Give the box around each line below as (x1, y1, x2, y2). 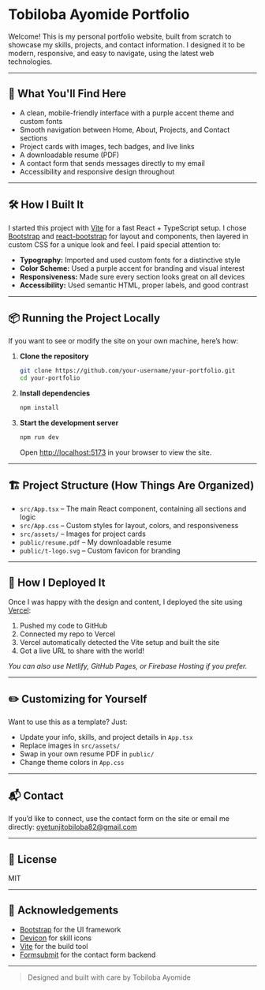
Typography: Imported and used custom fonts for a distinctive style (19, 255, 241, 264)
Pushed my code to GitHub (19, 621, 108, 630)
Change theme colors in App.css (19, 758, 125, 767)
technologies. (8, 57, 53, 66)
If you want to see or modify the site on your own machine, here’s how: (8, 336, 239, 346)
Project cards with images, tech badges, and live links (19, 141, 195, 151)
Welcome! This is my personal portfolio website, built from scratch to (8, 32, 232, 41)
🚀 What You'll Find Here (8, 87, 126, 100)
